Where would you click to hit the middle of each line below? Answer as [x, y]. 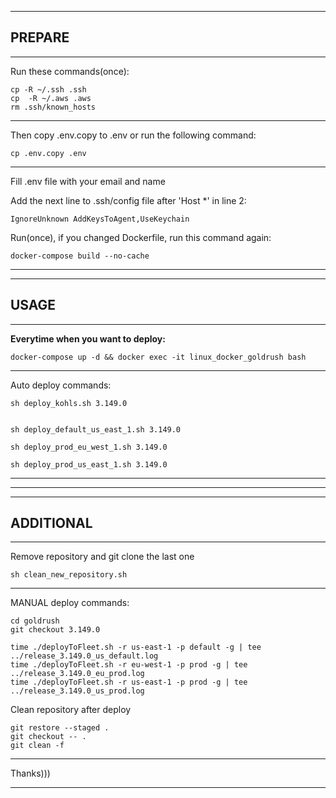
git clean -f [37, 746]
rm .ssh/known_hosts [53, 107]
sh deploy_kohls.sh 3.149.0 [69, 403]
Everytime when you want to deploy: [88, 338]
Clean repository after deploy [71, 710]
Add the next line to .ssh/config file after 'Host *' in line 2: [128, 200]
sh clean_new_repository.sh [69, 575]
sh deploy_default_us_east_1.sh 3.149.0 [96, 429]
